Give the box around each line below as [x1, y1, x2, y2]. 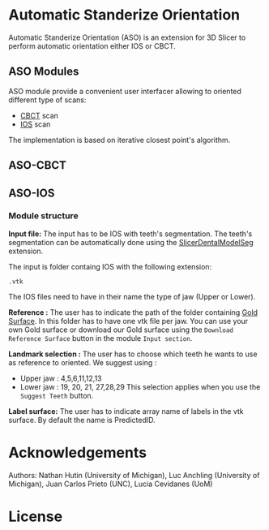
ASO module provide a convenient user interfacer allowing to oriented [8, 86, 241, 96]
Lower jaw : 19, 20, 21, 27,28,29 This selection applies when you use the [19, 381, 261, 391]
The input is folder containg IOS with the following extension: [8, 261, 212, 271]
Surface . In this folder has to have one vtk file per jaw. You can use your [8, 316, 249, 325]
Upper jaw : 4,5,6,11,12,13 [19, 373, 103, 383]
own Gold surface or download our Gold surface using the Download [8, 325, 233, 334]
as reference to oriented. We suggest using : [8, 357, 157, 367]
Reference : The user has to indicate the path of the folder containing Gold [8, 307, 258, 317]
